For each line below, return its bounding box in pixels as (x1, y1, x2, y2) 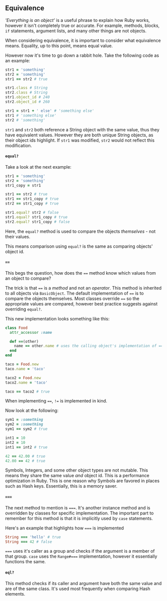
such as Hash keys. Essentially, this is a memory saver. (5, 483, 118, 489)
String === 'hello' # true (5, 534, 61, 539)
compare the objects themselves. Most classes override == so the (5, 296, 140, 301)
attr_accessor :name (9, 330, 52, 335)
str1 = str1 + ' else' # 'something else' (5, 108, 94, 113)
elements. (5, 591, 26, 597)
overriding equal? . (5, 306, 42, 312)
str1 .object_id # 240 (5, 95, 50, 100)
